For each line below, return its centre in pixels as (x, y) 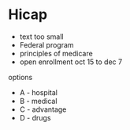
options (20, 77)
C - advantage (43, 109)
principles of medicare (56, 53)
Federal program (46, 44)
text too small (41, 36)
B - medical (38, 101)
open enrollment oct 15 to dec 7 (71, 62)
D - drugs (35, 117)
